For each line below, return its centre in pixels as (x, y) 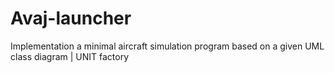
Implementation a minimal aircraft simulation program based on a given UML (167, 46)
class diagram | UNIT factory (70, 56)
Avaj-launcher (71, 18)
